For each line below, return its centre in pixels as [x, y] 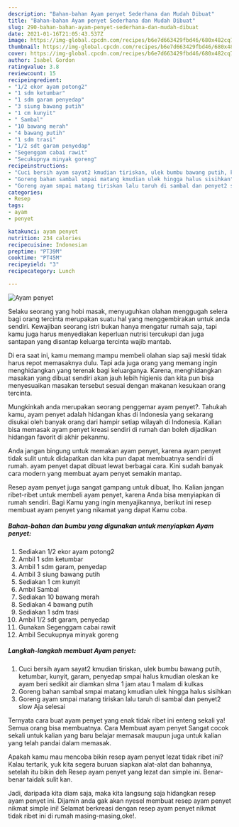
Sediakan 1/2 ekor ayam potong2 [66, 551]
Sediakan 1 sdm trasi [48, 612]
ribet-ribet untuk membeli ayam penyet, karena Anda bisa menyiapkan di [114, 494]
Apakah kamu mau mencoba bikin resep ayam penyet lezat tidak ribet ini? [116, 757]
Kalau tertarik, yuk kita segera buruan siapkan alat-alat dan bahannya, [110, 764]
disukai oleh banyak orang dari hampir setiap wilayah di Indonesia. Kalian [115, 422]
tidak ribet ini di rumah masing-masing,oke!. [72, 816]
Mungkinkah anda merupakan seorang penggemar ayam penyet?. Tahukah [118, 406]
